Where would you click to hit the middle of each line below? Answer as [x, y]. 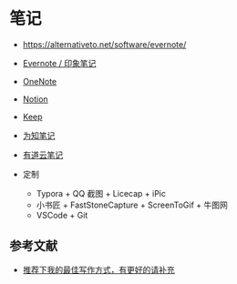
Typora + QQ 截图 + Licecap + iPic [101, 193]
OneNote [40, 81]
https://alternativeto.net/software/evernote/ [104, 44]
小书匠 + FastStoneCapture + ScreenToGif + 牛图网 [132, 205]
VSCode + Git [62, 215]
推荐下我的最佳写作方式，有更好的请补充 [98, 269]
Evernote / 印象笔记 [59, 63]
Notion [35, 99]
